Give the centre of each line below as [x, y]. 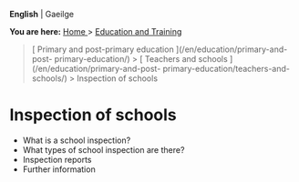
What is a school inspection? [77, 140]
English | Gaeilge [42, 14]
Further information [59, 169]
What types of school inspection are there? [103, 149]
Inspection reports [57, 159]
